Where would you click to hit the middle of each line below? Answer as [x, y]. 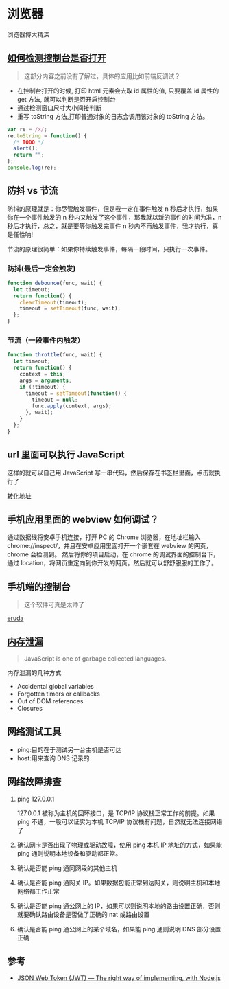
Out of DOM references [50, 701]
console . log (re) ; [32, 168]
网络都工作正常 [38, 891]
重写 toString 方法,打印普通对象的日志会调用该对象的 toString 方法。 [113, 116]
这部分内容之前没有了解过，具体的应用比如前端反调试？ [102, 76]
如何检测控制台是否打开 [57, 58]
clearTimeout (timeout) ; [53, 302]
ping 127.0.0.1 [36, 799]
